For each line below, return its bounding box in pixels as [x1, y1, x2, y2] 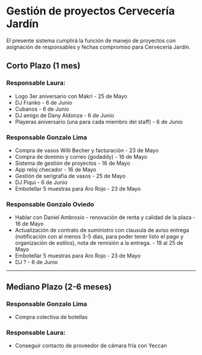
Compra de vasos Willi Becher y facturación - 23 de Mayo [14, 146, 159, 154]
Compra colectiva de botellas [14, 313, 88, 320]
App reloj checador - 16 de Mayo [14, 165, 97, 173]
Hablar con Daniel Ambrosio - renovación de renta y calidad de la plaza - [14, 214, 196, 221]
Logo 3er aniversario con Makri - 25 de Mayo [14, 92, 127, 100]
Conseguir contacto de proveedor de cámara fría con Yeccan [14, 342, 167, 350]
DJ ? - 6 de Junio [14, 259, 58, 266]
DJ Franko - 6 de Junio [14, 99, 72, 106]
